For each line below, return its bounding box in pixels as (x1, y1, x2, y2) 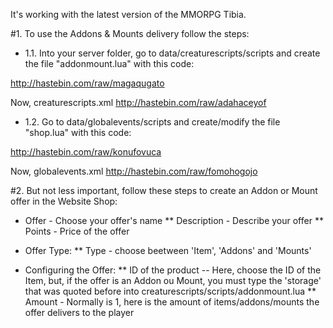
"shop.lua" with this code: (24, 127, 132, 138)
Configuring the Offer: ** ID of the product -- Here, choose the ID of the (24, 264, 322, 276)
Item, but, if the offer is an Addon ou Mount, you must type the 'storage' (24, 275, 322, 286)
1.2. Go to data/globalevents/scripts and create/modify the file (24, 116, 281, 128)
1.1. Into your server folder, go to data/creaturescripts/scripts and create (24, 47, 321, 59)
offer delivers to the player (24, 307, 135, 318)
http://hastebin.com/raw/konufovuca (10, 146, 162, 158)
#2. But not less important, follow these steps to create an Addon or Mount (10, 185, 318, 196)
